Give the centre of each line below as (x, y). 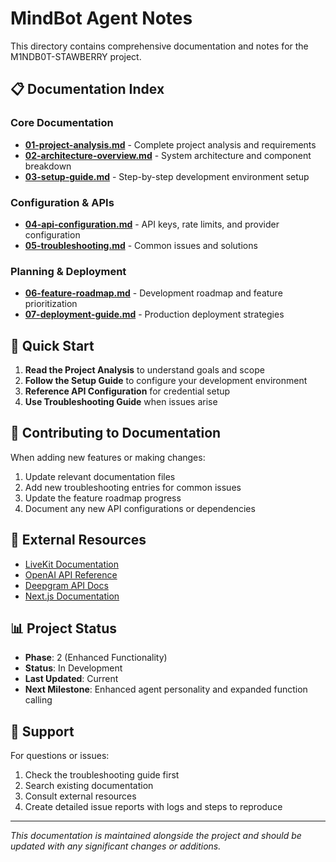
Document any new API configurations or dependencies (140, 508)
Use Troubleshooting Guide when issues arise (121, 402)
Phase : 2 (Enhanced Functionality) (96, 658)
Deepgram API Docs (66, 585)
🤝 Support (42, 731)
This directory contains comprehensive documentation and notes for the (159, 46)
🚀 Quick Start (52, 345)
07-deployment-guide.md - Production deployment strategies (154, 314)
